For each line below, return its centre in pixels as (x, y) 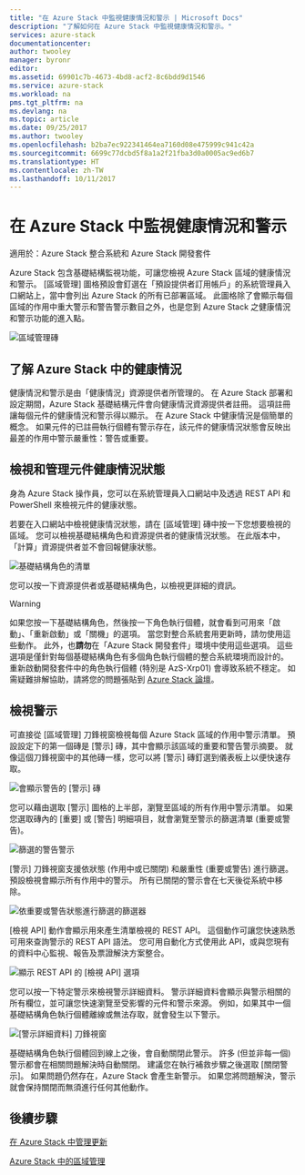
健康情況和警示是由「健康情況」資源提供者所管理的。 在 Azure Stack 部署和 (151, 393)
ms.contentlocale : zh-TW (56, 170)
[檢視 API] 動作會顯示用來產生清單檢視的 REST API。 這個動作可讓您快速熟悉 (152, 930)
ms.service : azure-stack (56, 86)
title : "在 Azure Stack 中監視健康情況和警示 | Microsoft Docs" (127, 18)
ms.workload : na (40, 94)
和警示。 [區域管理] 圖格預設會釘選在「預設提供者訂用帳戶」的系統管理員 (147, 284)
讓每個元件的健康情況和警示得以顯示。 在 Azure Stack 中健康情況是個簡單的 (151, 415)
